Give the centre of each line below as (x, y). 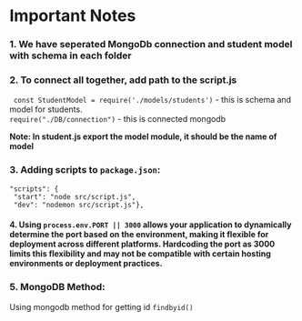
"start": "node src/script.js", (75, 196)
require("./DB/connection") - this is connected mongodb (118, 119)
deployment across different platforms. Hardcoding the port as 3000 (142, 244)
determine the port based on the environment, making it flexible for (139, 235)
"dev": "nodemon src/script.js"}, (79, 205)
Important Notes (73, 16)
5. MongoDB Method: (57, 287)
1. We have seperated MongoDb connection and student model (151, 45)
